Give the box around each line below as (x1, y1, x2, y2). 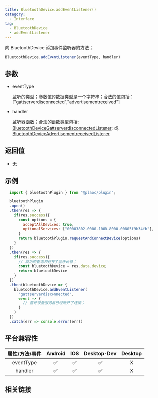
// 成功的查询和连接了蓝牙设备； (18, 259, 77, 264)
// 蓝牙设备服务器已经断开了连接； (23, 300, 85, 306)
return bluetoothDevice (18, 268, 68, 274)
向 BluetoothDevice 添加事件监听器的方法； (5, 45, 94, 50)
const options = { (18, 217, 56, 222)
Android (46, 350, 66, 357)
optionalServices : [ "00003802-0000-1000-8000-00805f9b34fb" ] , (23, 227, 154, 232)
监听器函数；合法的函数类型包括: (12, 119, 79, 125)
